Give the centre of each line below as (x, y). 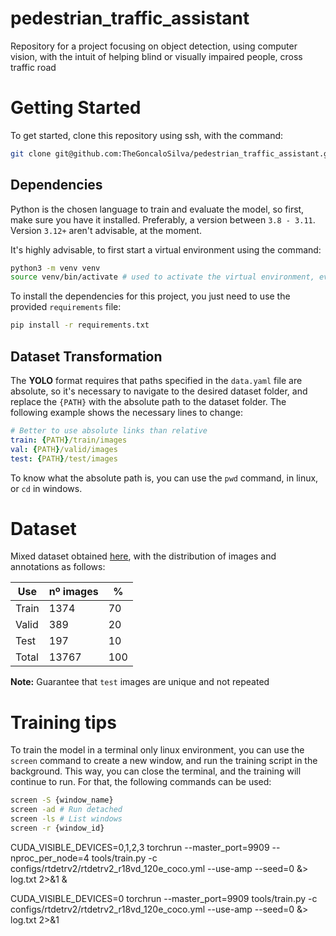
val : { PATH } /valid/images (64, 449)
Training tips (63, 722)
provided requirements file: (66, 307)
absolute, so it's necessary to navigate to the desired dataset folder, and (159, 391)
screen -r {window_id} (57, 828)
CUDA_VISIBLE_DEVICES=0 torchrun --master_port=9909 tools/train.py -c (164, 898)
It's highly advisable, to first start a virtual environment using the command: (166, 249)
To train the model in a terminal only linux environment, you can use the (157, 750)
